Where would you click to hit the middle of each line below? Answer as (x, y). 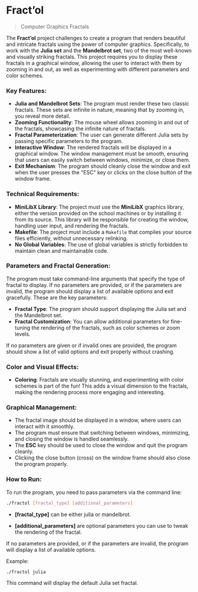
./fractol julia (26, 572)
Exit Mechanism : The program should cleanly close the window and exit (103, 166)
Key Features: (27, 91)
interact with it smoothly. (44, 426)
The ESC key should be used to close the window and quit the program (101, 445)
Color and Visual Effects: (42, 367)
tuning (22, 328)
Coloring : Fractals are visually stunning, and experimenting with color (99, 380)
